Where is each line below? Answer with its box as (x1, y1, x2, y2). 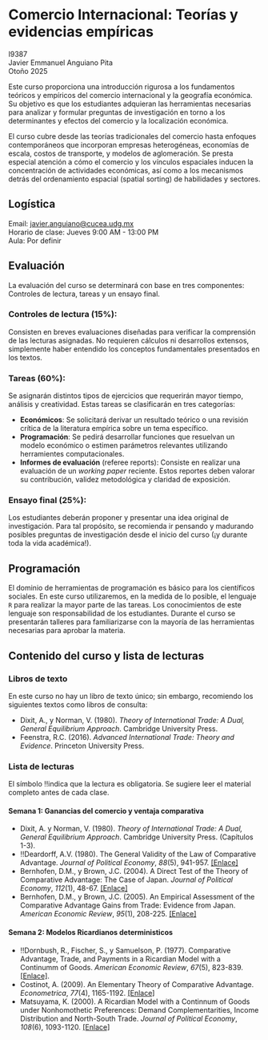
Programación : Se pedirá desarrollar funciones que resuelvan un (19, 432, 235, 442)
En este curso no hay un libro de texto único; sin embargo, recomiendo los (8, 691, 254, 701)
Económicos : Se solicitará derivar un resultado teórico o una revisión (19, 415, 249, 425)
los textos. (8, 352, 42, 362)
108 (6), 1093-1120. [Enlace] (19, 1022, 110, 1032)
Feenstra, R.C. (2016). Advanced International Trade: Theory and (19, 732, 234, 741)
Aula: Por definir (8, 235, 62, 246)
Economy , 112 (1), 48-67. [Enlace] (19, 884, 128, 893)
